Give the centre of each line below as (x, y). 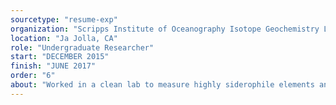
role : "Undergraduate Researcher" (82, 47)
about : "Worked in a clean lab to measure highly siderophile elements (162, 85)
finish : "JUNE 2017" (53, 66)
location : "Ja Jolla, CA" (64, 38)
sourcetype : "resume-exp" (64, 19)
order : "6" (33, 76)
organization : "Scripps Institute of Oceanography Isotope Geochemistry (165, 29)
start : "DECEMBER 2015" (60, 57)
